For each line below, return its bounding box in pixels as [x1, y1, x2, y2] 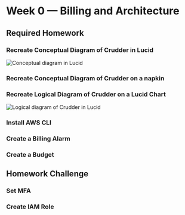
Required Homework [6, 28, 85, 38]
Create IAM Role [6, 202, 54, 211]
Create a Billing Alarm [6, 134, 70, 142]
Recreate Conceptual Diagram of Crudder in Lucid [6, 46, 154, 54]
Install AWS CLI [6, 119, 52, 127]
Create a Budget [6, 150, 54, 158]
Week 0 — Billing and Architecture [6, 4, 180, 18]
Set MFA [6, 186, 31, 195]
